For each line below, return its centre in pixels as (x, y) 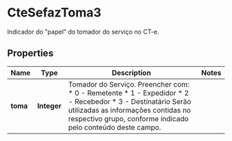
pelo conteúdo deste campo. (115, 127)
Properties (30, 53)
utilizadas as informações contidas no (129, 110)
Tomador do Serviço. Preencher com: (129, 84)
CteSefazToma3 (54, 13)
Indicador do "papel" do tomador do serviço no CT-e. (83, 32)
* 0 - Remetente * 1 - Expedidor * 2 (128, 93)
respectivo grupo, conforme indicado (128, 118)
